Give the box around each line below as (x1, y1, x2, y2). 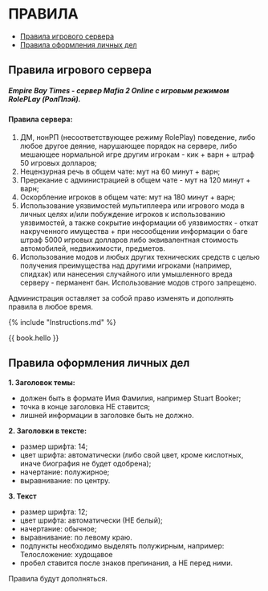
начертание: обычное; (19, 523, 97, 533)
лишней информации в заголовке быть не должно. (19, 410, 194, 420)
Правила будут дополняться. (8, 573, 108, 583)
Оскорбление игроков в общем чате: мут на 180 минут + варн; (19, 192, 236, 202)
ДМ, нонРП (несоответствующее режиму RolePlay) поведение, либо (19, 132, 256, 142)
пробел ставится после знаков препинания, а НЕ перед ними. (19, 558, 233, 568)
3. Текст (8, 491, 38, 501)
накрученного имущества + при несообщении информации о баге (19, 226, 249, 236)
